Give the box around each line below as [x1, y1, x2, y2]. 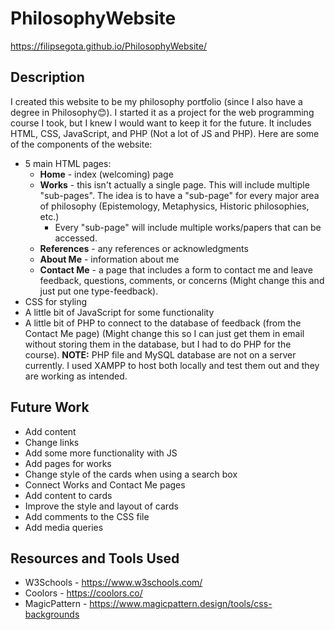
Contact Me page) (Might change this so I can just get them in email [24, 327, 305, 339]
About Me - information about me [39, 253, 180, 265]
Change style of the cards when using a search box [24, 468, 238, 480]
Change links [24, 436, 80, 448]
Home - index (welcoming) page [39, 168, 174, 180]
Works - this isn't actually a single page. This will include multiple [39, 178, 310, 191]
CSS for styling [24, 295, 88, 307]
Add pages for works [24, 457, 112, 469]
